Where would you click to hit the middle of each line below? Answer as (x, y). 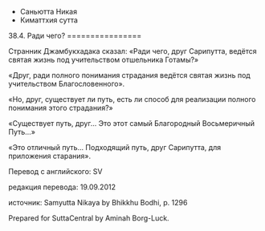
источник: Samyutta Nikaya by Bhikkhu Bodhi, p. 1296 (98, 203)
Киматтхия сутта (49, 20)
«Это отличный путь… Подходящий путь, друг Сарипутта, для (115, 147)
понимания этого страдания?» (61, 108)
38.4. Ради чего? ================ (75, 36)
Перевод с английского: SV (55, 171)
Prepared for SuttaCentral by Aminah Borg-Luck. (89, 218)
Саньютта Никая (49, 12)
